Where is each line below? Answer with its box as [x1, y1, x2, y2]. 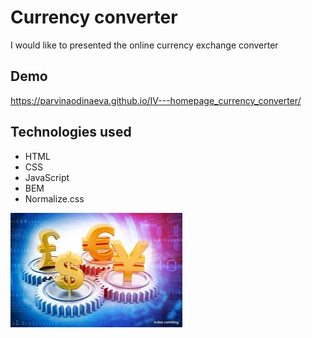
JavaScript [24, 171, 70, 183]
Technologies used [10, 124, 132, 141]
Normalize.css [24, 192, 85, 205]
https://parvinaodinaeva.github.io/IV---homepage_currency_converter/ [10, 94, 302, 106]
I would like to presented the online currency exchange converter [10, 39, 279, 51]
